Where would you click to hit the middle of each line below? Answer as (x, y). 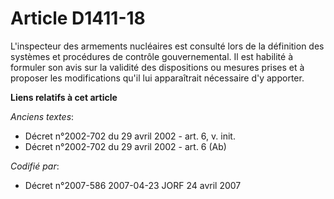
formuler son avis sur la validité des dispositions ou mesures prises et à (157, 67)
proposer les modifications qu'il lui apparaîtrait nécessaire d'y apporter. (157, 78)
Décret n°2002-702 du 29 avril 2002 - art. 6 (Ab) (125, 146)
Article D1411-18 (78, 18)
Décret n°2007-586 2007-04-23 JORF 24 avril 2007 (133, 185)
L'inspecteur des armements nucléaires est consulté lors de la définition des (167, 46)
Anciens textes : (42, 116)
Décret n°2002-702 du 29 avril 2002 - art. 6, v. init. (130, 136)
